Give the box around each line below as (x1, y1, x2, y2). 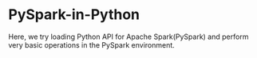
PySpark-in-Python (8, 6, 140, 24)
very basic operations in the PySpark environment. (8, 40, 176, 49)
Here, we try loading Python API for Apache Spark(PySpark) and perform (8, 32, 249, 41)
